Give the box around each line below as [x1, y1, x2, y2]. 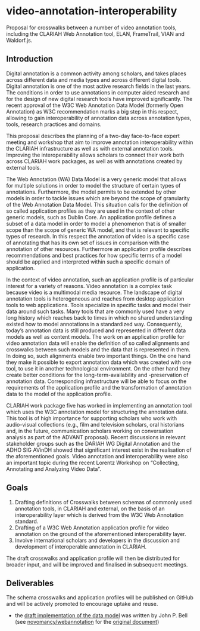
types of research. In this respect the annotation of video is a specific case [6, 232, 190, 240]
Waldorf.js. [6, 36, 33, 44]
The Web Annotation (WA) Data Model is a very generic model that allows [6, 175, 187, 183]
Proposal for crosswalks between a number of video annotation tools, [6, 24, 177, 31]
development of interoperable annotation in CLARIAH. [14, 543, 147, 550]
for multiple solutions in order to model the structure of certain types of [6, 182, 181, 189]
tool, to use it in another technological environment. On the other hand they [6, 364, 190, 372]
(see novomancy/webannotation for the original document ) [14, 618, 160, 626]
